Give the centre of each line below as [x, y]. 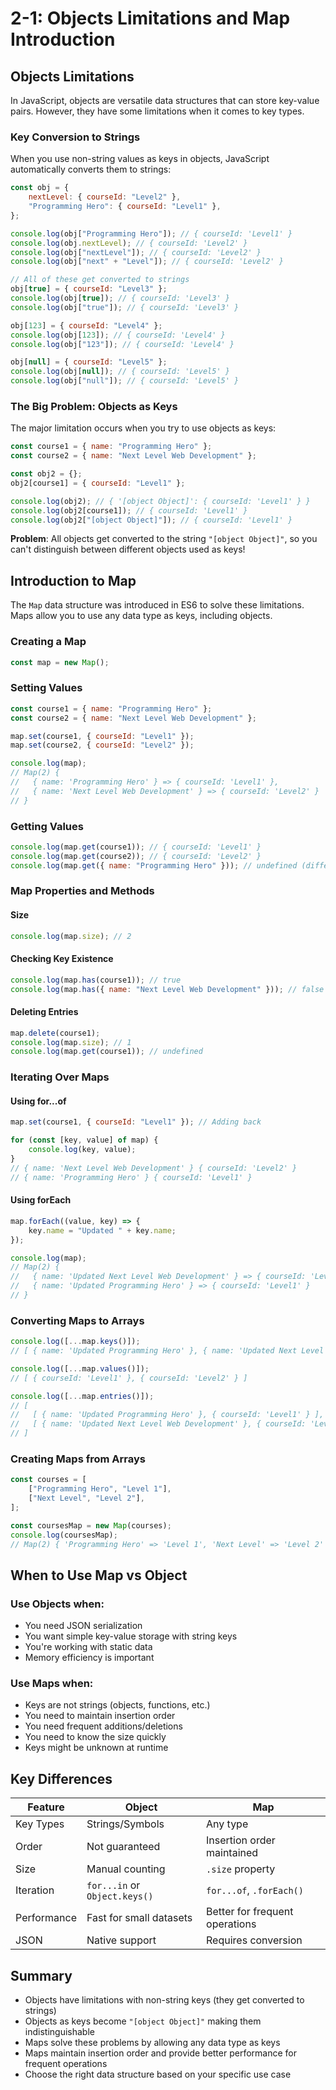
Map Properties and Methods [82, 891]
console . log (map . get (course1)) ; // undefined [106, 1052]
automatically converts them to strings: [91, 169]
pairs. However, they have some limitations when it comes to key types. [157, 111]
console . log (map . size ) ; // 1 [71, 1042]
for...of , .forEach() [255, 1890]
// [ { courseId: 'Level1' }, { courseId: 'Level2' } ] [129, 1378]
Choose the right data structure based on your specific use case [158, 2074]
